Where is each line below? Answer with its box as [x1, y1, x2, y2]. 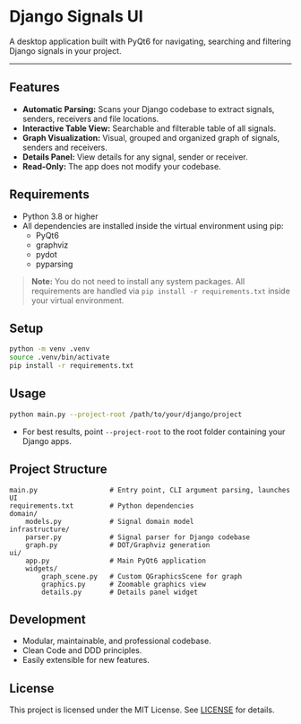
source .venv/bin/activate [9, 353, 110, 362]
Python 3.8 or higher [21, 211, 99, 222]
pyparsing [35, 258, 73, 269]
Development [9, 612, 87, 627]
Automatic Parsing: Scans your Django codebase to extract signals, [21, 103, 275, 114]
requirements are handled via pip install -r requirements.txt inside [30, 285, 291, 296]
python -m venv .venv [9, 345, 90, 353]
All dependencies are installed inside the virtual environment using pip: [21, 220, 284, 231]
